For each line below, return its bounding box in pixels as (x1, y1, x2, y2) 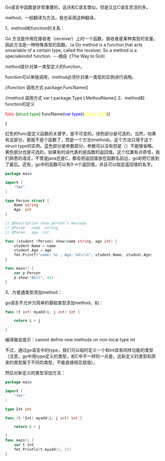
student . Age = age (14, 248, 52, 253)
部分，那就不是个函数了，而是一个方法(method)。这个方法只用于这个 (13, 137, 153, 143)
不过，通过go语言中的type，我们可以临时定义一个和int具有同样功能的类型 (5, 347, 154, 353)
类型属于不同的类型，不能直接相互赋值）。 (13, 360, 98, 366)
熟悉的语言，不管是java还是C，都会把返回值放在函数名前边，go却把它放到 (9, 155, 160, 161)
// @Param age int (5, 230, 50, 235)
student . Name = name (14, 243, 56, 248)
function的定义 (5, 101, 35, 107)
